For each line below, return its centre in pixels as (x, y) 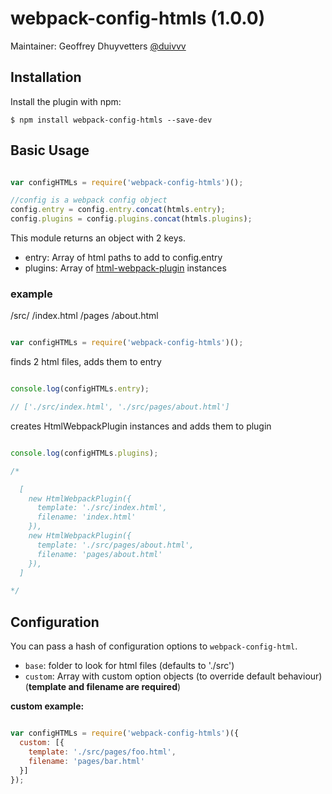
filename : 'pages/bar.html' (86, 761)
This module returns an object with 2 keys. (98, 238)
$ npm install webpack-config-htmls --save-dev (111, 120)
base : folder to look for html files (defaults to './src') (129, 666)
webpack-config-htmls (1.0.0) (138, 18)
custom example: (47, 706)
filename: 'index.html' (86, 517)
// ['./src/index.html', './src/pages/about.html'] (120, 407)
